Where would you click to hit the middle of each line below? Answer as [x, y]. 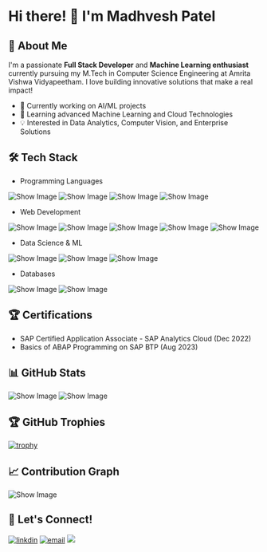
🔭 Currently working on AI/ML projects [83, 106]
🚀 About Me [38, 46]
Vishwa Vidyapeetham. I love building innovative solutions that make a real [131, 82]
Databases [37, 274]
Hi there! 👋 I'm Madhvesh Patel [112, 16]
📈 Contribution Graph [64, 471]
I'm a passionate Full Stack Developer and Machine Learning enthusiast [129, 65]
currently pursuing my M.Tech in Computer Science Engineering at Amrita [130, 73]
